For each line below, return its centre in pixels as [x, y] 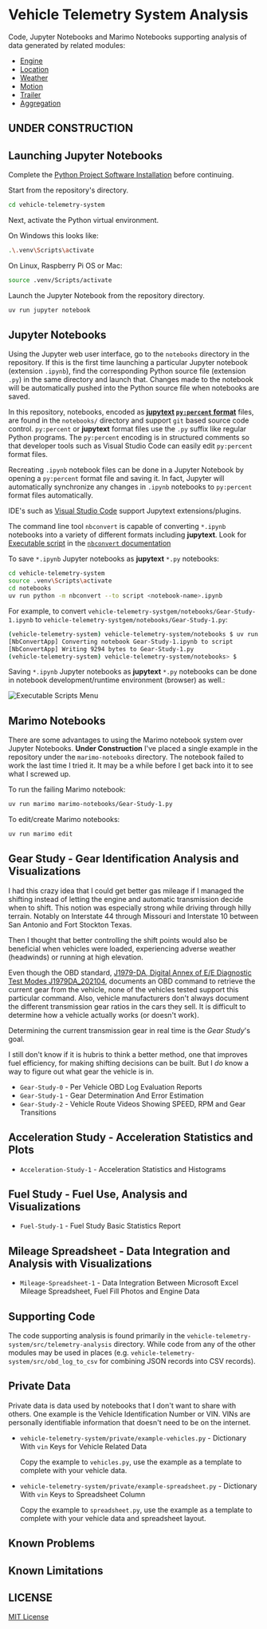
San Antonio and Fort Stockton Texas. [70, 924]
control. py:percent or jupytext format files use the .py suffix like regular [128, 429]
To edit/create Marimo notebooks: [64, 820]
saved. [19, 396]
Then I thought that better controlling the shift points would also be [118, 940]
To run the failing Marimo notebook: [67, 789]
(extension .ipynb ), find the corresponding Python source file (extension [127, 371]
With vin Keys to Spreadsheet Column [82, 1494]
